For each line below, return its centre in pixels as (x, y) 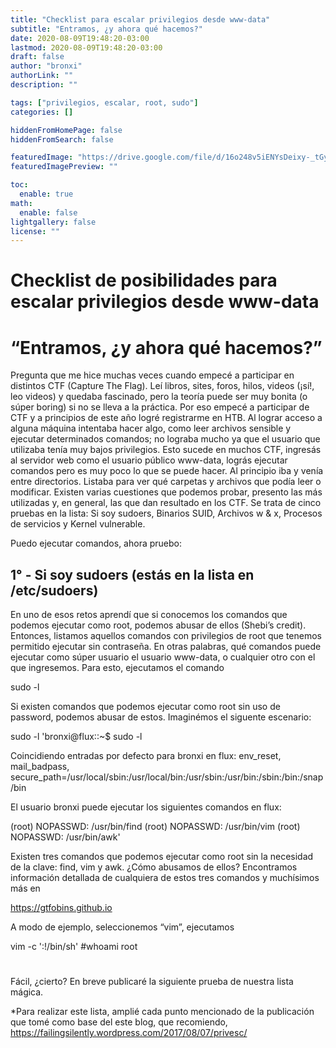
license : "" (35, 231)
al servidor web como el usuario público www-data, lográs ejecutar (149, 460)
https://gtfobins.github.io (61, 908)
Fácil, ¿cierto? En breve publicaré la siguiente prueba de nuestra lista (152, 982)
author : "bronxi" (46, 66)
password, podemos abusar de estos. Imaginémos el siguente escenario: (161, 717)
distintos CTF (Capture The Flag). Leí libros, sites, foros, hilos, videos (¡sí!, (162, 386)
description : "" (44, 85)
